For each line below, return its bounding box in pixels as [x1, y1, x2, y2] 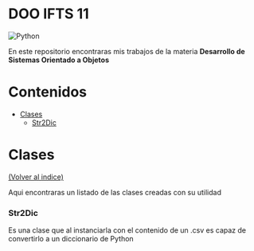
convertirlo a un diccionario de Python [8, 234, 134, 244]
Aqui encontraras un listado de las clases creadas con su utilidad [8, 187, 221, 197]
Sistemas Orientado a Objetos [8, 55, 110, 65]
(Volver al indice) [8, 172, 64, 182]
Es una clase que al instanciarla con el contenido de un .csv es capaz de [8, 226, 247, 235]
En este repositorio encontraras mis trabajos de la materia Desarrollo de [8, 46, 245, 56]
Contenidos [8, 83, 88, 101]
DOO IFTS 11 [8, 5, 89, 23]
